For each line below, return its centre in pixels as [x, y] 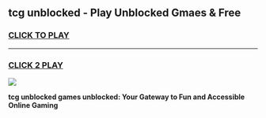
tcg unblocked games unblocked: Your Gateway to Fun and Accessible [127, 97]
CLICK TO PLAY [39, 35]
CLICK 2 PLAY [36, 65]
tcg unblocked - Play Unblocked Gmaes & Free [125, 13]
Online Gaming [33, 105]
